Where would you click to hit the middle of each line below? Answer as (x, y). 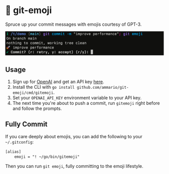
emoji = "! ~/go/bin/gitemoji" (47, 157)
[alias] (13, 152)
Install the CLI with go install (44, 87)
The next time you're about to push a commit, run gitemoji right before (86, 103)
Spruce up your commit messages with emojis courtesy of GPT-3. (73, 24)
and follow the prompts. (37, 108)
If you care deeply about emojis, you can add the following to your (74, 136)
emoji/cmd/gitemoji (33, 93)
